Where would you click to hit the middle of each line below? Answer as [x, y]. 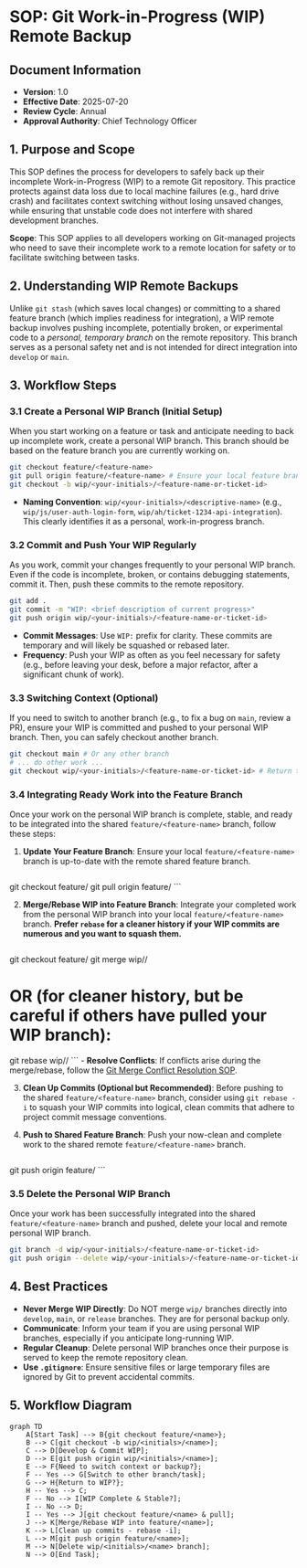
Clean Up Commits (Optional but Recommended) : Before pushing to [153, 1088]
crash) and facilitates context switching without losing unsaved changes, [147, 201]
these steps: [33, 834]
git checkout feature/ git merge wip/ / [79, 959]
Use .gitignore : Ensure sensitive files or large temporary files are [146, 1367]
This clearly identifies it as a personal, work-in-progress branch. [143, 521]
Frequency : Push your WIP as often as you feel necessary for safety [151, 654]
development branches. [54, 220]
